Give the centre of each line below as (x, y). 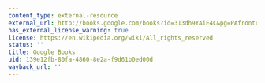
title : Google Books (42, 52)
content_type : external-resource (63, 15)
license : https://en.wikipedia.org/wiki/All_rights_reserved (111, 38)
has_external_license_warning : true (68, 30)
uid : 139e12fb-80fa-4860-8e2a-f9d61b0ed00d (81, 60)
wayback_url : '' (35, 67)
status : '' (26, 45)
